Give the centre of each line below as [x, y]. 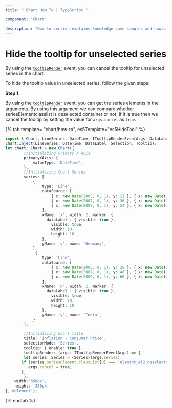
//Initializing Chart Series [55, 172]
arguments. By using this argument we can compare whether [70, 109]
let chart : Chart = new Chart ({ [40, 148]
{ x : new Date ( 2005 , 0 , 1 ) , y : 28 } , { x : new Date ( [109, 267]
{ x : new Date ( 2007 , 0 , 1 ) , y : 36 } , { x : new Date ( [109, 201]
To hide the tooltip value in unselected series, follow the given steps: [78, 83]
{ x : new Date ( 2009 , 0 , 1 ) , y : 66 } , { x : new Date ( [109, 277]
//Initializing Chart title [53, 334]
